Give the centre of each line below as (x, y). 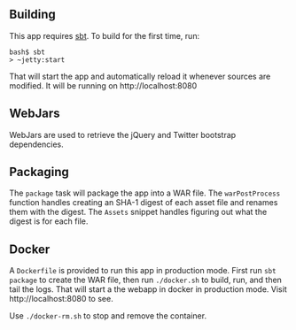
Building (32, 15)
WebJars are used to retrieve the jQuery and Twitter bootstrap (123, 134)
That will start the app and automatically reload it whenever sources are (140, 76)
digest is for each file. (49, 221)
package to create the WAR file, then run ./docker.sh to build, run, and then (145, 280)
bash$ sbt (27, 52)
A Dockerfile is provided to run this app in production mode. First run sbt (143, 271)
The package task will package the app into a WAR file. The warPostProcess (145, 193)
